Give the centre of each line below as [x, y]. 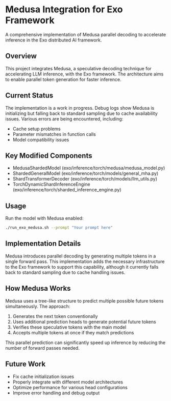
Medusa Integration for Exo [64, 9]
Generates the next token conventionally [55, 316]
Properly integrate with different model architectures [68, 382]
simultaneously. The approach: [38, 306]
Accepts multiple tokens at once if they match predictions [73, 332]
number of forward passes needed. [43, 348]
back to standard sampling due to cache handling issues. [65, 272]
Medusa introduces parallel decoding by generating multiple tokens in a [81, 256]
